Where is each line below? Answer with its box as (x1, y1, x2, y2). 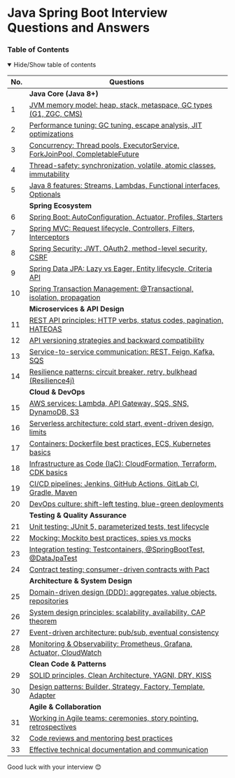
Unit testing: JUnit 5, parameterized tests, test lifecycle (29, 522, 210, 532)
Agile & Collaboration (29, 702, 101, 712)
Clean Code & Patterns (29, 659, 107, 669)
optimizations (29, 129, 74, 139)
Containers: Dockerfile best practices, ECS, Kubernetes (29, 439, 211, 448)
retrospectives (29, 722, 77, 732)
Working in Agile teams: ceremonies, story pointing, (29, 714, 199, 723)
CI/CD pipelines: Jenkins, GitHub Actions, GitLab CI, (29, 479, 199, 489)
